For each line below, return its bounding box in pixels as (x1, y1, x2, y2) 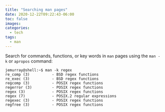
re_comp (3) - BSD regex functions (5, 72, 99, 77)
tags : (5, 35, 16, 40)
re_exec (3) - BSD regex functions (5, 76, 99, 81)
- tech (9, 30, 23, 35)
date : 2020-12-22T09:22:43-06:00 (5, 12, 75, 17)
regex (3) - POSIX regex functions (5, 89, 103, 94)
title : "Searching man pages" (5, 7, 68, 12)
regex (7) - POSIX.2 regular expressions (5, 93, 117, 99)
